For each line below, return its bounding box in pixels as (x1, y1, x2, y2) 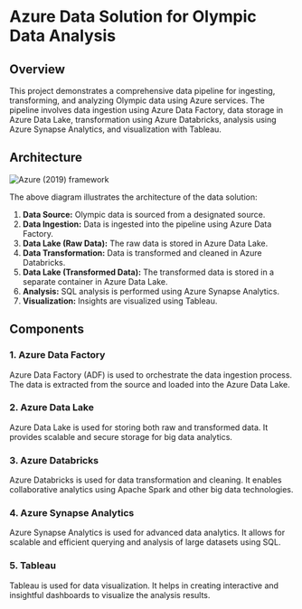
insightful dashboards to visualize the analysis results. (9, 589, 211, 600)
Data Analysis (9, 25, 117, 46)
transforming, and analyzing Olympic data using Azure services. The (9, 95, 265, 106)
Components (9, 322, 84, 337)
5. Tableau (9, 559, 57, 572)
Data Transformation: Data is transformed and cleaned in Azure (22, 247, 262, 258)
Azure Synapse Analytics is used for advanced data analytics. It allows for (9, 527, 286, 539)
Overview (9, 61, 66, 77)
